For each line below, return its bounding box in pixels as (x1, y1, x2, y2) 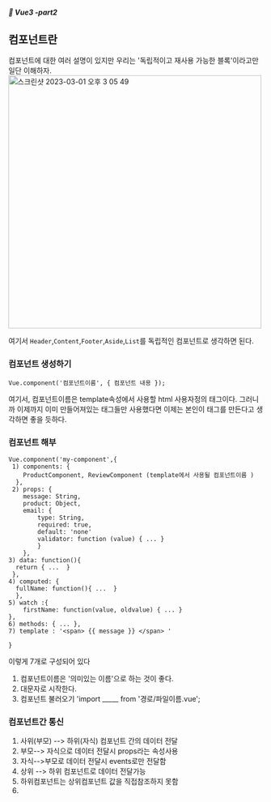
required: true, (37, 521, 92, 529)
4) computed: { (8, 578, 60, 586)
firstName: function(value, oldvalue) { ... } (23, 606, 183, 614)
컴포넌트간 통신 (8, 716, 65, 727)
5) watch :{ (8, 599, 49, 607)
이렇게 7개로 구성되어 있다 (8, 657, 91, 666)
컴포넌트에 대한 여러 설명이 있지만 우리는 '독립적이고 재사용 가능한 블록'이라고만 (8, 56, 259, 66)
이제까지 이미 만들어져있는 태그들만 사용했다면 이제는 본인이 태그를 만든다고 (16, 404, 255, 414)
